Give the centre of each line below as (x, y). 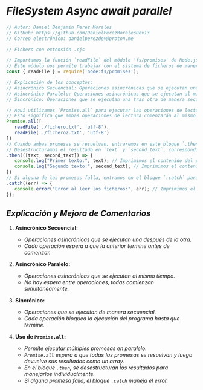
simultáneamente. (47, 289)
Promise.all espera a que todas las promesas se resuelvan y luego (108, 355)
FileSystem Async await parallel (89, 11)
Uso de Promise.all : (40, 337)
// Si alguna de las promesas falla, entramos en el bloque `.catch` (96, 178)
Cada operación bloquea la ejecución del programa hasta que (102, 319)
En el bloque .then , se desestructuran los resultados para (96, 368)
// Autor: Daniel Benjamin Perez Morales (59, 27)
